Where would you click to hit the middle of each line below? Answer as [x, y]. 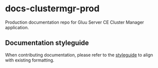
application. [17, 27]
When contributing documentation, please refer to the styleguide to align [79, 55]
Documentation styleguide [47, 43]
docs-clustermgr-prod [52, 9]
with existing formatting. [30, 60]
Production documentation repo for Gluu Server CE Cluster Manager [75, 22]
